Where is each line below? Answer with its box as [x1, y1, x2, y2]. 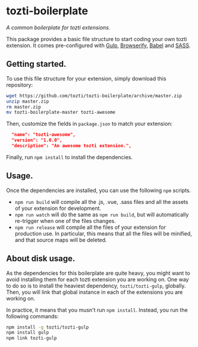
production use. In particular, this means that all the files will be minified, [14, 230, 192, 237]
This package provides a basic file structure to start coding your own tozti [6, 35, 187, 42]
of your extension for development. [14, 205, 102, 212]
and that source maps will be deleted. [14, 236, 107, 243]
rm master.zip [6, 104, 42, 110]
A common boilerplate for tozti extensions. [6, 24, 111, 31]
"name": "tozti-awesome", [11, 132, 76, 138]
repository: [6, 81, 33, 88]
